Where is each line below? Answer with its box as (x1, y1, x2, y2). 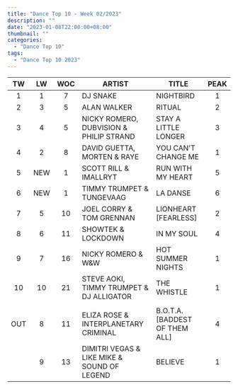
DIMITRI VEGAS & (81, 344, 141, 354)
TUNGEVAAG (81, 192, 126, 202)
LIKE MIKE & (81, 352, 123, 362)
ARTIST (102, 79, 129, 88)
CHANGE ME (155, 151, 200, 161)
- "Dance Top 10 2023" (13, 57, 81, 64)
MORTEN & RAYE (81, 151, 140, 161)
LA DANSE (155, 188, 191, 198)
